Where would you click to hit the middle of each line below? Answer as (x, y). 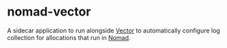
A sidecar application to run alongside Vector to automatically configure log (114, 30)
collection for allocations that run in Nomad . (69, 37)
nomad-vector (49, 12)
